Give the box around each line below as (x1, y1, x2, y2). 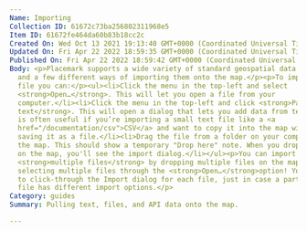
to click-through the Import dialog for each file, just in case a (17, 174, 281, 184)
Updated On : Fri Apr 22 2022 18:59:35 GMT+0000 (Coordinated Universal (9, 47, 288, 57)
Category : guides (9, 192, 76, 201)
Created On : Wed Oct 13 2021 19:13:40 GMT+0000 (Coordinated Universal (9, 38, 288, 48)
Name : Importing (9, 13, 71, 23)
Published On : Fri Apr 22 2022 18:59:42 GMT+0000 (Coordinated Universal (9, 56, 297, 65)
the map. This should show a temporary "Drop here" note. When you (17, 141, 281, 150)
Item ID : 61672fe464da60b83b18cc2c (9, 30, 145, 39)
